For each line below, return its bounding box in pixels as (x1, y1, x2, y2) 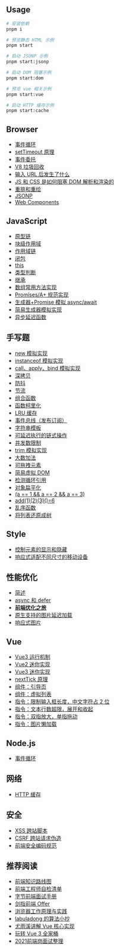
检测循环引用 (14, 476, 46, 483)
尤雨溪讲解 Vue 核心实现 (14, 923, 75, 930)
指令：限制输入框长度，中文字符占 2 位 (14, 698, 110, 705)
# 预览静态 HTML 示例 (6, 37, 55, 43)
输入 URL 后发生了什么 (14, 171, 70, 178)
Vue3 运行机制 (14, 653, 50, 661)
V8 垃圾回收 (14, 164, 45, 171)
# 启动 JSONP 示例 (6, 53, 48, 59)
